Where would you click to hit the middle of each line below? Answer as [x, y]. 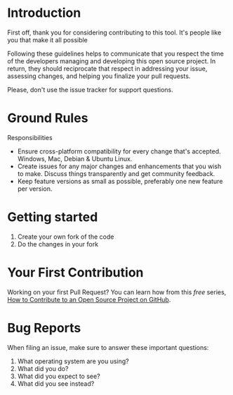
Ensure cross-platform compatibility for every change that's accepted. [119, 151]
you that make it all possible [47, 39]
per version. [35, 189]
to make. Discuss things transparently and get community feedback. [116, 173]
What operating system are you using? [73, 361]
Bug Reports [44, 328]
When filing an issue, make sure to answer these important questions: [108, 347]
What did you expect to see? [59, 376]
